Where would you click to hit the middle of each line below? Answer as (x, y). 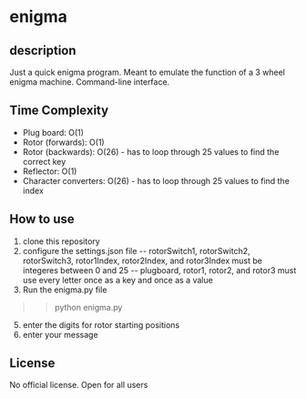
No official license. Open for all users (79, 385)
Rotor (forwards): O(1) (63, 142)
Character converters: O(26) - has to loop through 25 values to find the (156, 180)
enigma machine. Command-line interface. (90, 82)
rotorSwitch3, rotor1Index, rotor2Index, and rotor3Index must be (142, 261)
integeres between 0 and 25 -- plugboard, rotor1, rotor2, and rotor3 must (159, 270)
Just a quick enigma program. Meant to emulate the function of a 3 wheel (147, 72)
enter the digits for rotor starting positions (101, 324)
